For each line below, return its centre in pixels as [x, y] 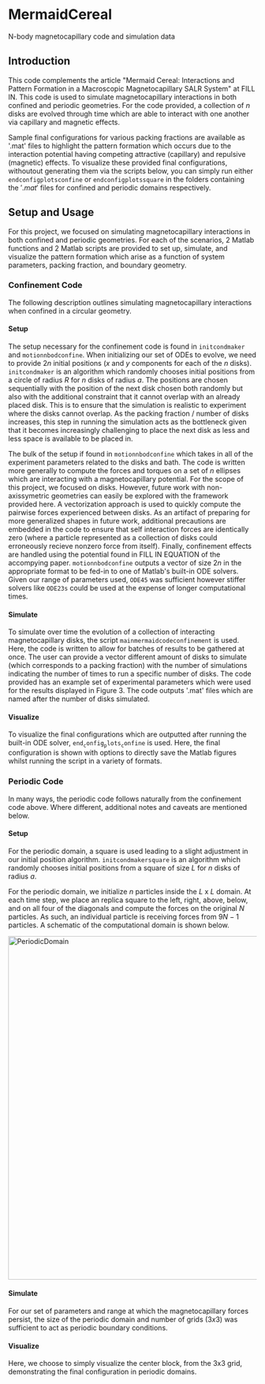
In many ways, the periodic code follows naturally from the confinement [125, 799]
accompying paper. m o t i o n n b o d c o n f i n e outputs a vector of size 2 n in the [125, 563]
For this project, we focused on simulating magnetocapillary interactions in [129, 231]
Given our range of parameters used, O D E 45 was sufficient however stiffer [127, 580]
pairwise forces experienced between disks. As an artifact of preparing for [129, 513]
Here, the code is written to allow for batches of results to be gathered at [127, 649]
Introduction [39, 61]
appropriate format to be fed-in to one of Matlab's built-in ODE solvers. [123, 571]
